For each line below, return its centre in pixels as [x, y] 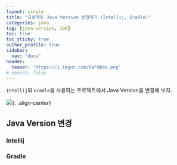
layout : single [25, 12]
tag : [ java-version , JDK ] [38, 28]
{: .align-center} [32, 103]
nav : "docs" [27, 56]
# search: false [26, 73]
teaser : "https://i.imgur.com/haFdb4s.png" [66, 67]
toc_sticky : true [28, 39]
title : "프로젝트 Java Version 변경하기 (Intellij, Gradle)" [79, 17]
